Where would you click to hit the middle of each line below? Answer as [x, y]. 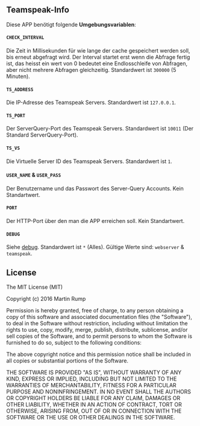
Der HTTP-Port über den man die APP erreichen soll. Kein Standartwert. [95, 221]
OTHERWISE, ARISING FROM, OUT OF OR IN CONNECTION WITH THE [94, 411]
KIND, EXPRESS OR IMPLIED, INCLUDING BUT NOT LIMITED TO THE [92, 379]
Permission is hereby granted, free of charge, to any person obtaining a [95, 311]
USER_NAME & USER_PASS [34, 175]
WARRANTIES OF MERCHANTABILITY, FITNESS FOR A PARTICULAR [91, 386]
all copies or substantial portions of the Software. [67, 361]
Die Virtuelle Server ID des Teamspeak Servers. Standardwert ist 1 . [89, 161]
